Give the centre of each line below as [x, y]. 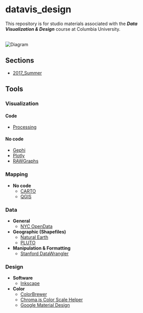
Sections [20, 61]
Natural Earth [34, 237]
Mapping [17, 174]
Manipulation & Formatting [41, 248]
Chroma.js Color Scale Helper [52, 300]
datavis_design [38, 9]
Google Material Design [45, 305]
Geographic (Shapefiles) [39, 232]
